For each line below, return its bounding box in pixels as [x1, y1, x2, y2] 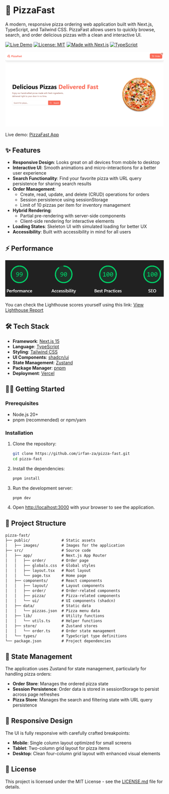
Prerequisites [5, 400, 39, 407]
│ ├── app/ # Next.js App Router [5, 553, 107, 558]
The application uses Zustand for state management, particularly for [5, 666, 147, 672]
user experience [12, 170, 47, 176]
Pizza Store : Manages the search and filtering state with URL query [12, 697, 152, 703]
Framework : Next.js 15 [12, 338, 60, 344]
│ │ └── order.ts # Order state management [5, 628, 116, 633]
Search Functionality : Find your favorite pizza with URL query [12, 176, 142, 182]
